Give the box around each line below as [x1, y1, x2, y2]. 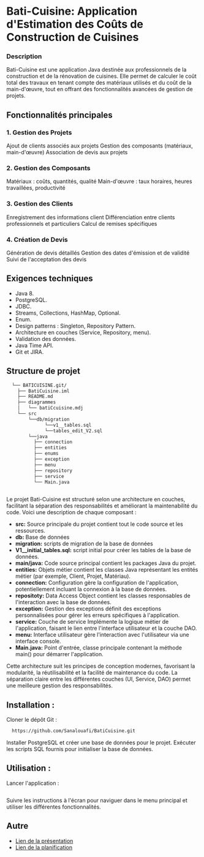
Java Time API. [15, 342, 54, 349]
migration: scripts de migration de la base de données [15, 540, 153, 547]
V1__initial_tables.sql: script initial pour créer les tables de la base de [15, 547, 192, 554]
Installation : [6, 700, 55, 710]
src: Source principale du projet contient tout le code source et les [15, 520, 184, 528]
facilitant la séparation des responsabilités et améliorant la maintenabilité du [6, 502, 198, 509]
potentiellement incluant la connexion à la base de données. [15, 586, 167, 593]
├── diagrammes [17, 399, 56, 405]
